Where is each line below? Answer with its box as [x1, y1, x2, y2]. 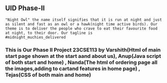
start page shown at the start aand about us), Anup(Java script [5, 52, 161, 59]
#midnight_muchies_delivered [5, 34, 66, 39]
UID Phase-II [5, 4, 45, 12]
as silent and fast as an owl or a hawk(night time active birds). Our [5, 21, 157, 26]
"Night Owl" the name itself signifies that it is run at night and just [5, 17, 162, 22]
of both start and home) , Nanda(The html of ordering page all [5, 58, 157, 65]
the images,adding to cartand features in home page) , [5, 65, 140, 72]
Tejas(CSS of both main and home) [5, 71, 91, 78]
